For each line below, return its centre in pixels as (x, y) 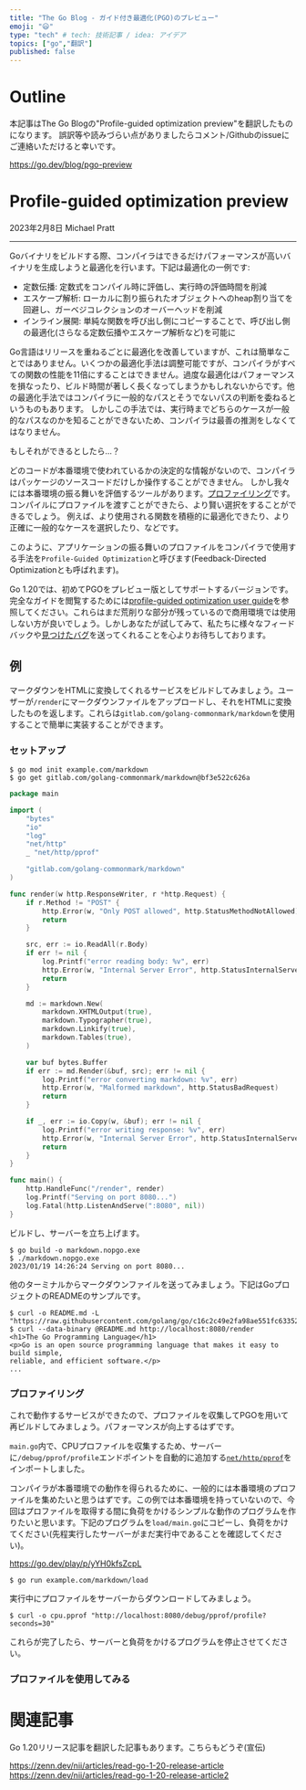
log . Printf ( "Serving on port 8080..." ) (102, 1197)
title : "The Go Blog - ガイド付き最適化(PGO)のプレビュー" (114, 18)
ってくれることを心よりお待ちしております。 (188, 635)
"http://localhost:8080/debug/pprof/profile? (178, 1616)
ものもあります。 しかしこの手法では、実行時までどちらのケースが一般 (157, 409)
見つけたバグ (65, 635)
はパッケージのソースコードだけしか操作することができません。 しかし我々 (150, 482)
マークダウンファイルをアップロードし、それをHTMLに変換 (181, 701)
